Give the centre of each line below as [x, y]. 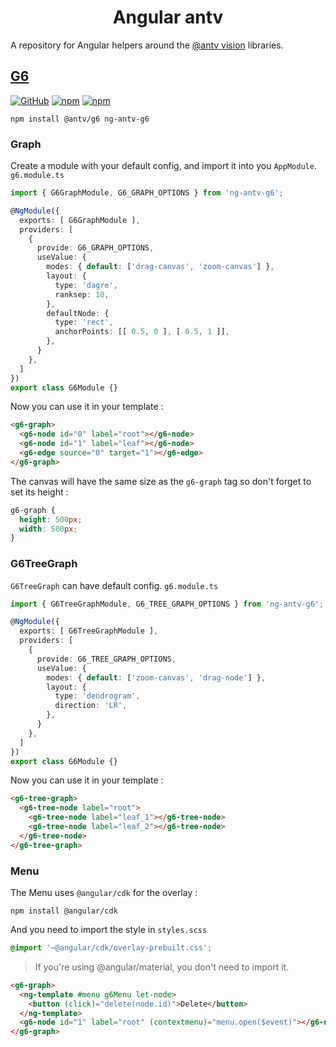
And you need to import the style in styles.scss [109, 930]
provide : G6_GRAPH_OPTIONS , [95, 248]
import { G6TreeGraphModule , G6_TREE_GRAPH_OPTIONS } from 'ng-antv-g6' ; [167, 604]
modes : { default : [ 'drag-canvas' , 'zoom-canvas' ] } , [160, 267]
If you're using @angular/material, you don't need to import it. [162, 967]
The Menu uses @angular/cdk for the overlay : [104, 893]
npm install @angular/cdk [64, 911]
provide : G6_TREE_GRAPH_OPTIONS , [106, 659]
